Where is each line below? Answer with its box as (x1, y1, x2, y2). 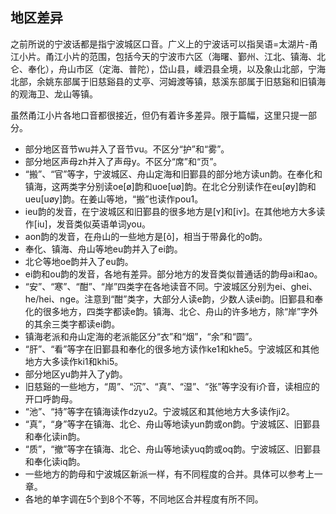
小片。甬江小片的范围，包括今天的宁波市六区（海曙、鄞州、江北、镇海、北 (18, 50, 326, 62)
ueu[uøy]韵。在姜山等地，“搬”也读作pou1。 (24, 193, 204, 205)
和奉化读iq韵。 (24, 455, 86, 467)
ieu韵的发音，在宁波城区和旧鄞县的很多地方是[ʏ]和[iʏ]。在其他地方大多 (24, 205, 317, 217)
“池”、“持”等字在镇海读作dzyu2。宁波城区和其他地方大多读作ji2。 (24, 405, 295, 417)
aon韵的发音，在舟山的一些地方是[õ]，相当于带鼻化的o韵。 (24, 230, 268, 242)
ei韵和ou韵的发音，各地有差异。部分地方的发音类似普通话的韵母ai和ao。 (24, 268, 323, 280)
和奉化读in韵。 (24, 430, 86, 442)
